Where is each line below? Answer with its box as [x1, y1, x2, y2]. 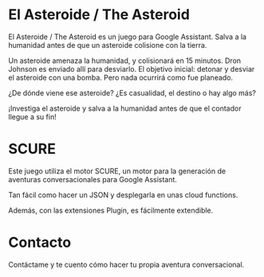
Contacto [8, 233, 72, 252]
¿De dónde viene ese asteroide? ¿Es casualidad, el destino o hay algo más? [8, 88, 257, 97]
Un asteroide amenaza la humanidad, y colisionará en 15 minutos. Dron [8, 56, 242, 65]
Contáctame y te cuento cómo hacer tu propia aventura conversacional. [8, 259, 245, 269]
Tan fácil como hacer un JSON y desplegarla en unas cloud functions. [8, 189, 238, 200]
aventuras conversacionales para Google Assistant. [8, 174, 178, 184]
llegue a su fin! [8, 111, 57, 121]
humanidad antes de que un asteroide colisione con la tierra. [8, 40, 207, 49]
